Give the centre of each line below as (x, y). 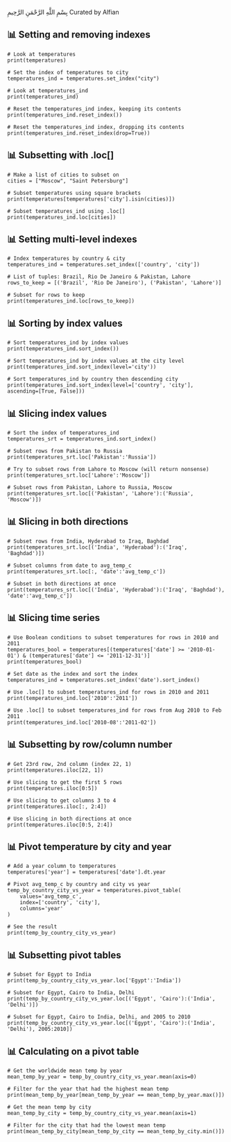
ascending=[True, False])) (46, 391)
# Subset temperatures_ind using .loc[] (67, 211)
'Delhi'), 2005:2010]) (40, 1029)
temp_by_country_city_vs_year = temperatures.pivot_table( (94, 890)
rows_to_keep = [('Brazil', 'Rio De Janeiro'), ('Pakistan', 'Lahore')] (114, 283)
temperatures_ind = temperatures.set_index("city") (83, 78)
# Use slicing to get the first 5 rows (65, 782)
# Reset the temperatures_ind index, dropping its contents (96, 127)
